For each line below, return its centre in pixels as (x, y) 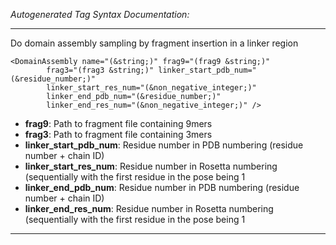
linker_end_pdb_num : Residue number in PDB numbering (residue (162, 187)
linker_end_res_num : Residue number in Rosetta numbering (149, 208)
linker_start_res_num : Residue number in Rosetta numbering (151, 166)
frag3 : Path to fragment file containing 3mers (118, 134)
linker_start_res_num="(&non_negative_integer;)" (151, 88)
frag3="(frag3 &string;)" (100, 70)
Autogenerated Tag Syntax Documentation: (100, 14)
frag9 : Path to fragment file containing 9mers (118, 123)
